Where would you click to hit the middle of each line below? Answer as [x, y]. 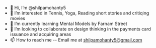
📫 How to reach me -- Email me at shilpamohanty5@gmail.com [76, 40]
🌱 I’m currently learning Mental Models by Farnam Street [68, 23]
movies [17, 18]
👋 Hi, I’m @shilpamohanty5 [38, 8]
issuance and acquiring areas [41, 34]
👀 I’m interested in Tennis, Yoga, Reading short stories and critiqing [80, 13]
